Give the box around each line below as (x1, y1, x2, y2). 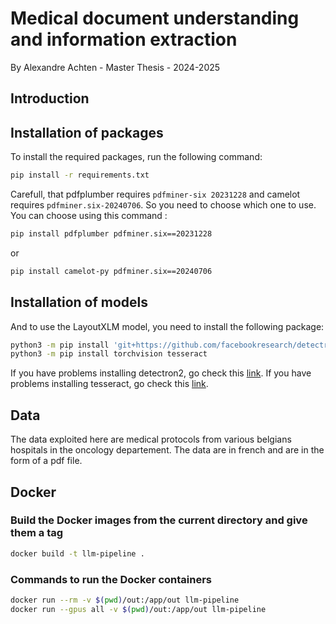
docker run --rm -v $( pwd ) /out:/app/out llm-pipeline (10, 595, 240, 605)
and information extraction (10, 28, 238, 51)
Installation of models (10, 294, 149, 311)
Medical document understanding (10, 7, 300, 30)
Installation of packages (10, 124, 164, 141)
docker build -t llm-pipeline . (10, 548, 145, 559)
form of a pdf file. (10, 455, 83, 467)
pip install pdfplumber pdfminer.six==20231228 (10, 229, 213, 239)
